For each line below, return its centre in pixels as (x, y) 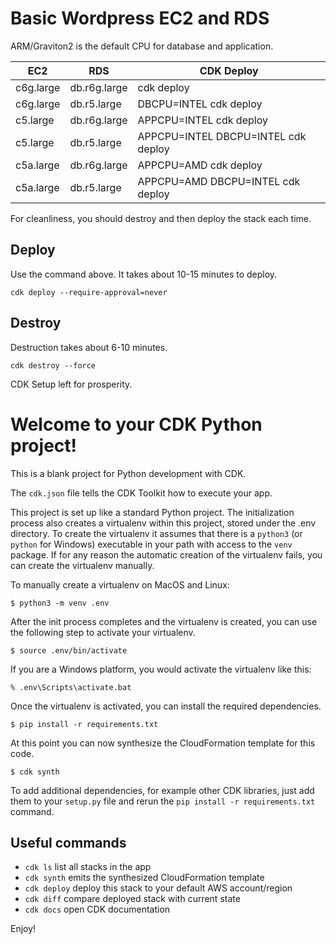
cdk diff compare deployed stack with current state (132, 899)
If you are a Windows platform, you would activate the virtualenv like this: (161, 669)
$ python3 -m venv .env (60, 603)
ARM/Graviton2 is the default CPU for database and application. (142, 46)
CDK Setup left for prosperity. (71, 384)
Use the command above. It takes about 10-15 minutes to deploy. (144, 274)
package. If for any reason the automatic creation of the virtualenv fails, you (166, 554)
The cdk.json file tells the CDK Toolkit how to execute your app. (141, 493)
